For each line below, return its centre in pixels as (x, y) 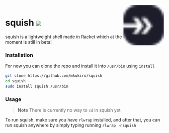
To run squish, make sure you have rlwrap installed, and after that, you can (83, 120)
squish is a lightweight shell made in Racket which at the (64, 37)
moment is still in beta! (28, 42)
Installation (19, 55)
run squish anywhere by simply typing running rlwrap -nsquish (71, 125)
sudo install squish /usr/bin (37, 86)
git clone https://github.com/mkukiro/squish (54, 76)
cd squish (16, 81)
